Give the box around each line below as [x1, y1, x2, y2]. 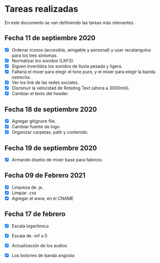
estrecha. [11, 75, 31, 80]
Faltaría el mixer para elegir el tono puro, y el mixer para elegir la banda [11, 69, 156, 75]
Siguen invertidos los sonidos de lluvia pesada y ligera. [11, 63, 123, 69]
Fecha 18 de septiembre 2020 [4, 105, 97, 113]
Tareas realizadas [4, 3, 79, 15]
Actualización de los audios [11, 243, 68, 248]
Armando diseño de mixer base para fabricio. [11, 157, 103, 162]
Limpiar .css [11, 190, 37, 196]
